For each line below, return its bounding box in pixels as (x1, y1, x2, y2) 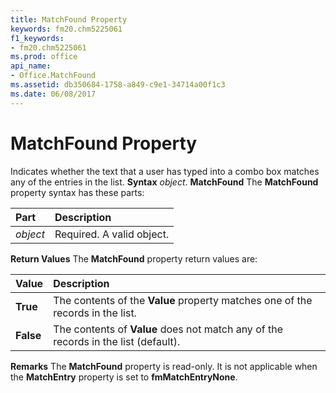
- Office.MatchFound (10, 71, 97, 81)
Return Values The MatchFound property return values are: (10, 252, 258, 265)
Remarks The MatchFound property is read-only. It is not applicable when (10, 360, 318, 372)
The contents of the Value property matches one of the (53, 293, 313, 307)
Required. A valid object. (54, 227, 170, 241)
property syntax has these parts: (10, 186, 145, 198)
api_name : (10, 61, 52, 71)
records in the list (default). (53, 334, 181, 348)
